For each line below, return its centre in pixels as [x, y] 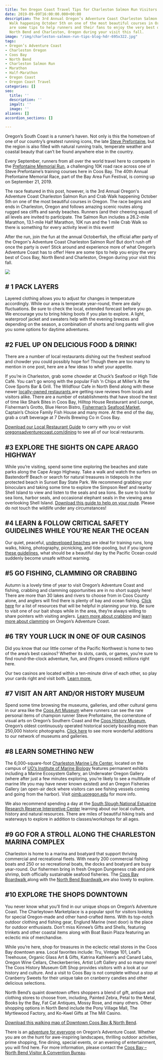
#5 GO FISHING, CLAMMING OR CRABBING [71, 573]
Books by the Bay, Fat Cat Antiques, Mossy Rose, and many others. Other [78, 1003]
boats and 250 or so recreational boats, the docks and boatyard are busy [78, 864]
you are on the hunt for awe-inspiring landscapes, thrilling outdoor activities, [81, 1037]
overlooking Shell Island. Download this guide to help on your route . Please [80, 503]
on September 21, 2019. [29, 182]
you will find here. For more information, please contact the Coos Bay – [76, 1047]
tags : [10, 41]
